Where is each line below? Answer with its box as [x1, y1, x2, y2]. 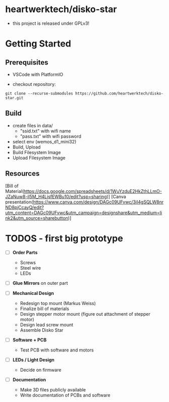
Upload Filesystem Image [12, 155, 66, 161]
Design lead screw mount [20, 322, 74, 328]
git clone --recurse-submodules [5, 91, 73, 96]
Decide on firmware [20, 367, 62, 373]
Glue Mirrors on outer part [12, 280, 68, 286]
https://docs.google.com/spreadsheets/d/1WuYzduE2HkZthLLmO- [23, 188, 162, 194]
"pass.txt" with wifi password [20, 133, 82, 139]
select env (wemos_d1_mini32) [12, 138, 77, 144]
